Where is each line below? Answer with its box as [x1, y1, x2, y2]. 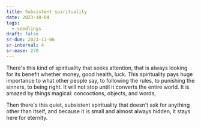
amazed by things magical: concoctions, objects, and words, [6, 89, 156, 96]
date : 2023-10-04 [6, 14, 50, 20]
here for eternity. [6, 114, 48, 121]
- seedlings [11, 25, 42, 32]
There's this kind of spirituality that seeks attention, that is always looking [6, 64, 188, 71]
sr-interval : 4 [6, 43, 44, 49]
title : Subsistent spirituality [6, 8, 87, 15]
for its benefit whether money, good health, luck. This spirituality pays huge [6, 70, 193, 78]
